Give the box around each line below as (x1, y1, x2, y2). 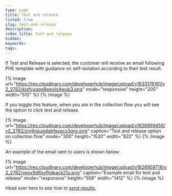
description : (5, 27, 33, 32)
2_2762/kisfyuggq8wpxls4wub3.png (5, 86, 83, 92)
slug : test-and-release (5, 22, 56, 27)
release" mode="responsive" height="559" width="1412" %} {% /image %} (5, 175, 164, 181)
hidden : (5, 36, 22, 42)
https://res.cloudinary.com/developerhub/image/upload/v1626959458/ (15, 122, 165, 128)
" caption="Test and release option (87, 128, 161, 134)
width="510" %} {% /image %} (5, 91, 70, 97)
